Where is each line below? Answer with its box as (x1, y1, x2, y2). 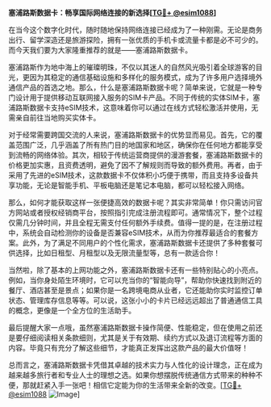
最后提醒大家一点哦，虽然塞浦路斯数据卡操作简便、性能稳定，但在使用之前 (8, 323, 256, 332)
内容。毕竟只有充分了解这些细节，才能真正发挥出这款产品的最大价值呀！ (8, 343, 248, 352)
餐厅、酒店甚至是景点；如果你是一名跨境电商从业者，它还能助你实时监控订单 (8, 286, 263, 295)
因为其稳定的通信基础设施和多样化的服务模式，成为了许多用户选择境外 (29, 73, 263, 82)
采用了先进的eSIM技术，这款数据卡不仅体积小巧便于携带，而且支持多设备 (8, 170, 252, 180)
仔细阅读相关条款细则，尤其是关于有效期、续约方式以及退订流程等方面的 (22, 333, 263, 342)
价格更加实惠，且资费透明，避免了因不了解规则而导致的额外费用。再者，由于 (8, 161, 263, 170)
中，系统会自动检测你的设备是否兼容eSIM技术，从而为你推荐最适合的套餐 (8, 228, 252, 237)
